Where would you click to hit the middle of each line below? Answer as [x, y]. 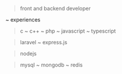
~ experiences [23, 20]
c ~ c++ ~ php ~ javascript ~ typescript [68, 31]
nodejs [28, 54]
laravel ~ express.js [44, 42]
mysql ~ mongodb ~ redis [51, 65]
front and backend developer [55, 8]
